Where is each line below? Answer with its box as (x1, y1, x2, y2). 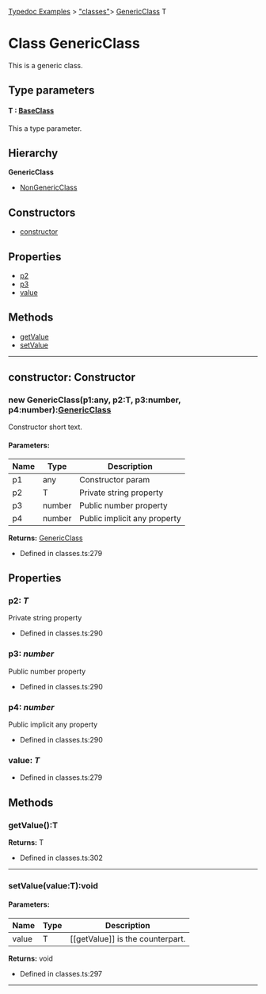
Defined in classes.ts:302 (19, 853, 103, 862)
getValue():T (8, 819, 58, 831)
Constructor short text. (8, 422, 83, 432)
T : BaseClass (8, 106, 55, 115)
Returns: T (8, 837, 44, 847)
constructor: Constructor (8, 370, 136, 384)
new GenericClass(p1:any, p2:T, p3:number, (8, 394, 181, 405)
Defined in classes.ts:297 (19, 969, 103, 979)
